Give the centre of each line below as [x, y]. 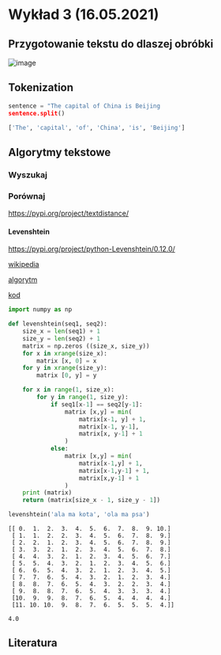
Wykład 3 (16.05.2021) [84, 15]
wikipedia [24, 265]
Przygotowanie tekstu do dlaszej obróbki [111, 44]
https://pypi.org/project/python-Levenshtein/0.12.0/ [92, 249]
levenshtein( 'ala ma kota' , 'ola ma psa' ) [79, 515]
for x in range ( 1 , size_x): [68, 390]
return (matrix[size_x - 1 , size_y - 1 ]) [91, 501]
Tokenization [41, 88]
